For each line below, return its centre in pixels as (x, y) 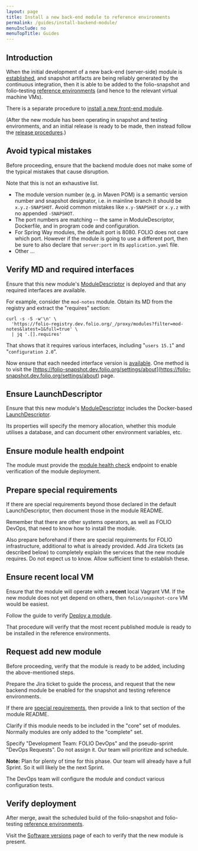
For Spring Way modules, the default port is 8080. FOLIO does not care (101, 232)
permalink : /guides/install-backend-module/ (62, 22)
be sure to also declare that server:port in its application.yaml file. (97, 245)
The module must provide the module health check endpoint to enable (92, 465)
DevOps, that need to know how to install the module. (72, 528)
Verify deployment (41, 804)
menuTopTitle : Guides (33, 34)
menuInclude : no (26, 28)
